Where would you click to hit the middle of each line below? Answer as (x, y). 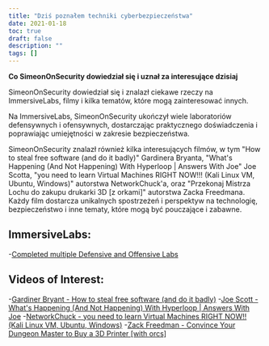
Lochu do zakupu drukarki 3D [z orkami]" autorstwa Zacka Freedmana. (127, 192)
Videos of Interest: (56, 280)
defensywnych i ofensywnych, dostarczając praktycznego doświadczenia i (133, 125)
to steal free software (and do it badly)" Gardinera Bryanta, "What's (120, 158)
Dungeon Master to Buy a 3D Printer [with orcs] (88, 333)
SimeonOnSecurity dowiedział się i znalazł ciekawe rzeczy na (111, 92)
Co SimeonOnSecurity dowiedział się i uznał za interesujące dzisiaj (123, 76)
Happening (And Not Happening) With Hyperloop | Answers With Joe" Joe (132, 166)
